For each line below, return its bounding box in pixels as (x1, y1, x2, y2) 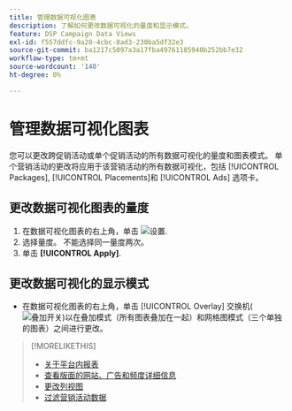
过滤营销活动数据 (43, 392, 107, 403)
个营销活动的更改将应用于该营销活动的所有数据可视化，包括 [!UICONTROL (9, 161, 280, 171)
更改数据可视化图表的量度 (9, 201, 149, 216)
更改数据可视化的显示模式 (9, 276, 149, 291)
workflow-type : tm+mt (9, 54, 89, 63)
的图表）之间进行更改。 (21, 323, 108, 334)
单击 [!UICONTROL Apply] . (21, 247, 122, 258)
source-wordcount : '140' (9, 63, 101, 72)
